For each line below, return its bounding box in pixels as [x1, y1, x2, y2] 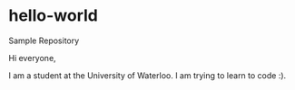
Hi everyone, [8, 52, 56, 63]
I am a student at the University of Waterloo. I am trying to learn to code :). [8, 69, 287, 81]
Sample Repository [8, 35, 80, 46]
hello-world [8, 5, 99, 26]
